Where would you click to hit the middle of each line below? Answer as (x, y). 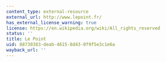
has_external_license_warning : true (51, 22)
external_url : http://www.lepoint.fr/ (54, 17)
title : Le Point (26, 39)
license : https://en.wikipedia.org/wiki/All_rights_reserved (83, 28)
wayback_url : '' (26, 50)
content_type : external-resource (47, 12)
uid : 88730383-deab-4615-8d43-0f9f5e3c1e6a (61, 45)
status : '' (20, 34)
